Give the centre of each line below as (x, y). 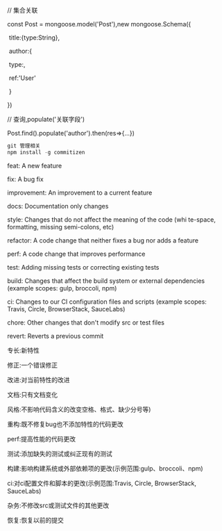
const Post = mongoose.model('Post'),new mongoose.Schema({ (99, 24)
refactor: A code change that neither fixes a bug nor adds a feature (103, 240)
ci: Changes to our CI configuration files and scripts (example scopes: (107, 302)
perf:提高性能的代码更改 (42, 439)
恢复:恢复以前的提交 (36, 520)
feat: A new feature (35, 165)
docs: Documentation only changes (58, 206)
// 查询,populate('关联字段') (46, 119)
